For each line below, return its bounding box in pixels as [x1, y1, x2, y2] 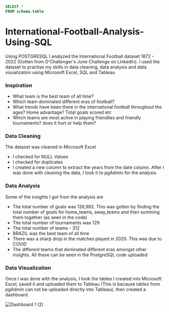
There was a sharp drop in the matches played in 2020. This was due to [12, 236, 162, 242]
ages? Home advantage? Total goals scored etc [12, 109, 112, 115]
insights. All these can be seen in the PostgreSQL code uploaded [12, 252, 148, 258]
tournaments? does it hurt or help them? [12, 120, 96, 126]
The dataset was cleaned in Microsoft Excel [5, 144, 96, 150]
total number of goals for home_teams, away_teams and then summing [12, 209, 160, 215]
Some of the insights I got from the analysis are [5, 194, 103, 200]
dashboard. [5, 291, 29, 297]
